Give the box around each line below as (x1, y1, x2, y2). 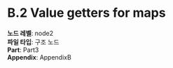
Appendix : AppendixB (7, 53, 71, 61)
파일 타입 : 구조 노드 (7, 37, 60, 46)
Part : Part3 (7, 46, 39, 54)
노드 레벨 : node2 (7, 29, 54, 37)
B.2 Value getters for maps (7, 5, 166, 21)
